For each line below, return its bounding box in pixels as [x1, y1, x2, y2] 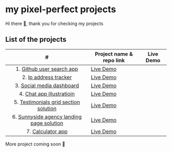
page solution [30, 119, 63, 126]
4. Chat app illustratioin [19, 90, 75, 97]
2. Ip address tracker [22, 73, 72, 81]
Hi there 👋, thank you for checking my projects [5, 20, 103, 27]
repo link [103, 57, 125, 64]
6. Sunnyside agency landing [12, 113, 82, 120]
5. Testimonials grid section [13, 98, 80, 106]
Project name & [94, 50, 133, 57]
